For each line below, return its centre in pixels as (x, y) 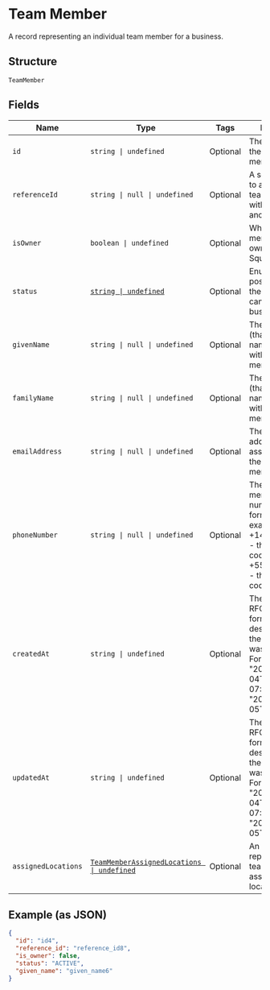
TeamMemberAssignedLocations (146, 862)
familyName (33, 398)
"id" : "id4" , (37, 941)
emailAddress (37, 451)
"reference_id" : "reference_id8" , (73, 949)
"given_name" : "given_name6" (64, 971)
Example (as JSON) (57, 915)
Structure (33, 62)
